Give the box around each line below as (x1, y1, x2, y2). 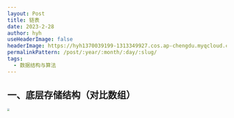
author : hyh (7, 29, 42, 37)
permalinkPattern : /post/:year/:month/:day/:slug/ (7, 49, 157, 56)
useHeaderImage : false (7, 36, 73, 43)
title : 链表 (7, 17, 40, 24)
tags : (7, 56, 23, 62)
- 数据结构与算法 (13, 62, 56, 69)
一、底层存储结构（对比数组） (7, 90, 136, 101)
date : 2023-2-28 (7, 23, 54, 30)
